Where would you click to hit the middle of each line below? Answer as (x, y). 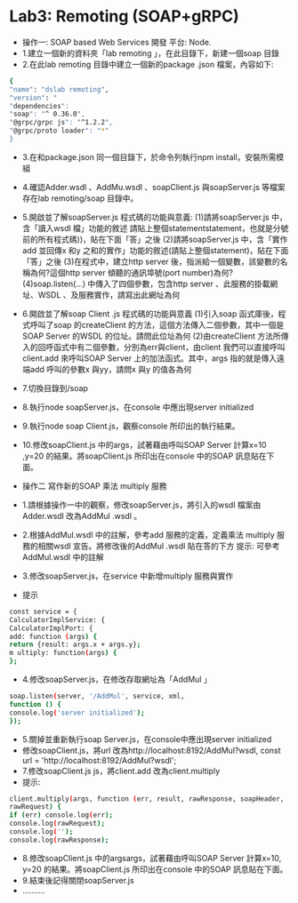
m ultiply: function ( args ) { (63, 653)
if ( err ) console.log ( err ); (61, 815)
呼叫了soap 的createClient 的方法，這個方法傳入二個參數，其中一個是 (157, 324)
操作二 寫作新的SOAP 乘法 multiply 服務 (94, 485)
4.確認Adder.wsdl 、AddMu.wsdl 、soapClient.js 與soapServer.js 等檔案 (154, 187)
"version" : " (33, 98)
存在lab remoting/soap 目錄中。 (80, 198)
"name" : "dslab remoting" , (59, 89)
